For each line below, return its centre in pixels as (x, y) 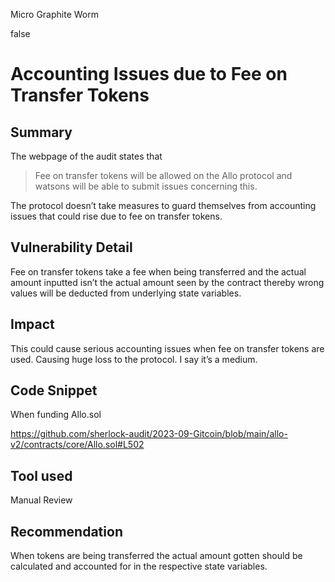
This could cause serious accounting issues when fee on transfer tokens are (167, 348)
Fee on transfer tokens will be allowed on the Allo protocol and (163, 175)
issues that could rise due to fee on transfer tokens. (116, 216)
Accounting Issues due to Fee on (149, 74)
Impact (32, 324)
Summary (41, 132)
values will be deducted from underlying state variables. (126, 293)
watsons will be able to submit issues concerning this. (146, 186)
